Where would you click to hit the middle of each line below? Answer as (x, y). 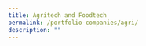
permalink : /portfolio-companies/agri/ (73, 23)
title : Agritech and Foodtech (58, 15)
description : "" (35, 30)
